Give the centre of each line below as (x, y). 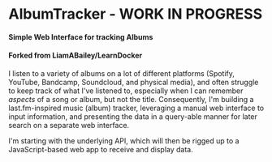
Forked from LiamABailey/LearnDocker (76, 55)
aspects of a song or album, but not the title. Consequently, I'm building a (131, 99)
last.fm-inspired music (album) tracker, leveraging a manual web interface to (136, 108)
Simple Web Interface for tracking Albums (81, 36)
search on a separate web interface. (69, 125)
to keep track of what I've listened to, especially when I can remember (126, 91)
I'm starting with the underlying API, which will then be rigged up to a (124, 141)
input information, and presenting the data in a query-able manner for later (133, 116)
